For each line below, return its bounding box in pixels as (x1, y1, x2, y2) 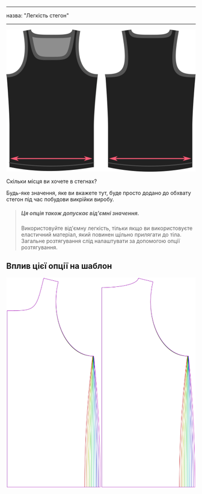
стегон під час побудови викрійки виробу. (6, 196, 114, 203)
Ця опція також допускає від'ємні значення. (20, 209, 139, 217)
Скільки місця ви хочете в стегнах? (6, 178, 97, 185)
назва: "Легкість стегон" (6, 12, 69, 19)
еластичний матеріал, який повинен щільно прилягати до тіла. (20, 230, 182, 238)
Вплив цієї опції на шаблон (6, 261, 112, 271)
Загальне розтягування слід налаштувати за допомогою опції (20, 237, 180, 244)
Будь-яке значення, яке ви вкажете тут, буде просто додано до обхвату (6, 189, 191, 196)
